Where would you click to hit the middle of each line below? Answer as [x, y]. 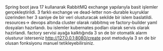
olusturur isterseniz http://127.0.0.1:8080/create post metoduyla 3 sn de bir [81, 38]
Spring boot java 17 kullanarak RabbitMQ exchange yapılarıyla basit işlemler [82, 7]
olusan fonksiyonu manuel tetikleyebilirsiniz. [50, 43]
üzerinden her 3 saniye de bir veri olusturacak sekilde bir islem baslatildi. [79, 17]
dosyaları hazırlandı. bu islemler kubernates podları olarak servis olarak [77, 28]
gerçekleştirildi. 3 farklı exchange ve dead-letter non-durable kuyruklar [77, 12]
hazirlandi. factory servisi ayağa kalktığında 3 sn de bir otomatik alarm [76, 33]
